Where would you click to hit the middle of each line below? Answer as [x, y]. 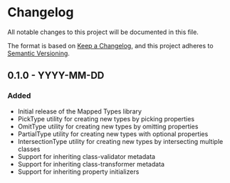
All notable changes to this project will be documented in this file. [103, 32]
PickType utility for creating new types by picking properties [106, 118]
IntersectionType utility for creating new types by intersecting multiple [120, 141]
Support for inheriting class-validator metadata [86, 156]
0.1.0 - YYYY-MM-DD [56, 76]
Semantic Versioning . [38, 53]
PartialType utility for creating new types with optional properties [113, 134]
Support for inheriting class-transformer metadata [91, 164]
